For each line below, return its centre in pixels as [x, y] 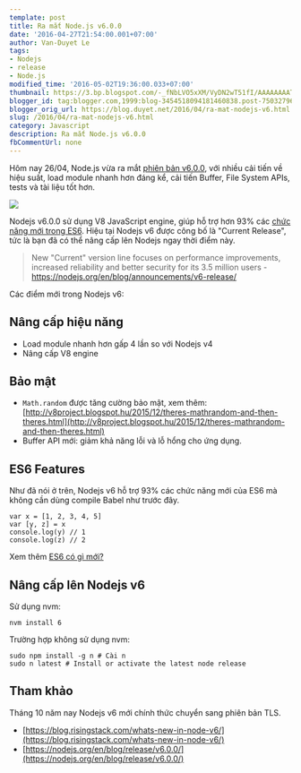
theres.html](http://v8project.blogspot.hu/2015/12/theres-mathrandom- [153, 422]
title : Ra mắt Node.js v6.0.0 [66, 26]
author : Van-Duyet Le [50, 43]
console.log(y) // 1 [48, 533]
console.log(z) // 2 [48, 540]
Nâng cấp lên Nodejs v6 [77, 584]
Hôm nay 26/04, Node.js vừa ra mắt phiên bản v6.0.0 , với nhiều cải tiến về [146, 167]
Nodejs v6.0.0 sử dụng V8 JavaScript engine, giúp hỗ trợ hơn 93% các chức [150, 221]
